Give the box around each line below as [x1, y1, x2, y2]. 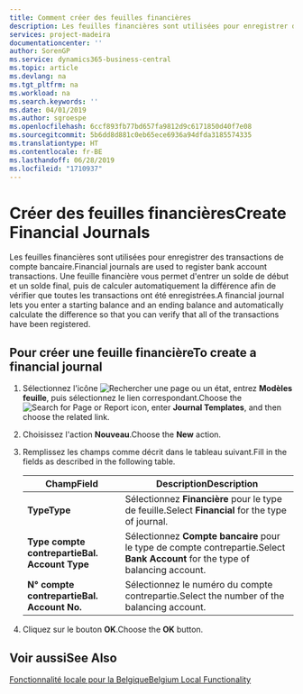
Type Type [26, 504, 71, 516]
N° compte [26, 579, 75, 591]
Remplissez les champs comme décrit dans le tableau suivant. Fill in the [22, 447, 288, 458]
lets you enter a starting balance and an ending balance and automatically [9, 299, 284, 311]
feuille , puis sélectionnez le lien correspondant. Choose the [22, 393, 242, 404]
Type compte [26, 535, 86, 548]
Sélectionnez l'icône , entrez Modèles [22, 383, 293, 394]
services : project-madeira [9, 30, 111, 39]
